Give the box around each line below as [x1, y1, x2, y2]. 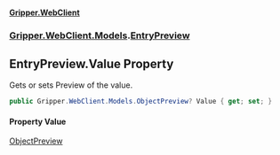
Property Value [9, 116, 67, 127]
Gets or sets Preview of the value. [9, 80, 133, 90]
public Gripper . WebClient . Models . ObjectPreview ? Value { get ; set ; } [9, 97, 273, 106]
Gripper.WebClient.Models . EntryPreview [9, 29, 190, 42]
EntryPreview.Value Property [9, 56, 174, 71]
